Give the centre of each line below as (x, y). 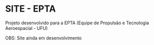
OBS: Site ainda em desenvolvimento (44, 38)
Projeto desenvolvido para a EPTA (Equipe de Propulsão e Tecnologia (77, 23)
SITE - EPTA (31, 9)
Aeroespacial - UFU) (26, 28)
